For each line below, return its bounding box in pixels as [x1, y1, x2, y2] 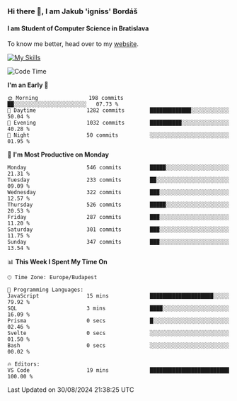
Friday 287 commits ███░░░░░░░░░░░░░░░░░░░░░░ [7, 214, 230, 221]
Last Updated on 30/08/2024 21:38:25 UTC [7, 385, 134, 394]
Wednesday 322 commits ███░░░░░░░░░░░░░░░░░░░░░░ [7, 189, 230, 196]
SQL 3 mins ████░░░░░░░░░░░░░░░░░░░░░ [7, 305, 230, 312]
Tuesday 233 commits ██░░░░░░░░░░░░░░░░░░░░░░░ [7, 176, 230, 183]
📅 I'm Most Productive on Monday [7, 150, 110, 159]
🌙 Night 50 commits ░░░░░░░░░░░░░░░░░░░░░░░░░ [7, 132, 230, 139]
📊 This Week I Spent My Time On [7, 258, 108, 266]
